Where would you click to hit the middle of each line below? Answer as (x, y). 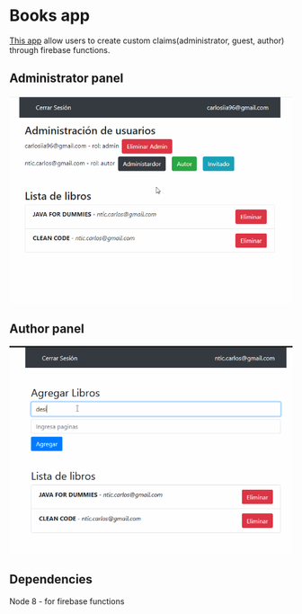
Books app (49, 16)
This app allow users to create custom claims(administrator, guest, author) (147, 40)
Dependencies (51, 579)
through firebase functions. (60, 49)
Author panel (47, 329)
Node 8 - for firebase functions (67, 601)
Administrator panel (67, 79)
